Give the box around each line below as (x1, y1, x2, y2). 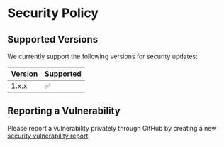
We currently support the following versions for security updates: (7, 52, 198, 60)
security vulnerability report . (7, 131, 91, 140)
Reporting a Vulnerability (7, 105, 121, 117)
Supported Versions (7, 33, 98, 45)
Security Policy (7, 5, 99, 21)
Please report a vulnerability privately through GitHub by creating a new (7, 124, 217, 132)
